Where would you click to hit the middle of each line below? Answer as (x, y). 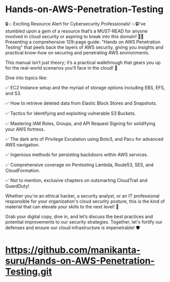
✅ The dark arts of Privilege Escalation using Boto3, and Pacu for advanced (84, 139)
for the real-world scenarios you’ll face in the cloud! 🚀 (61, 68)
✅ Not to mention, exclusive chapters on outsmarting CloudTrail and (76, 180)
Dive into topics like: (26, 78)
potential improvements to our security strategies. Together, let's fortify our (84, 222)
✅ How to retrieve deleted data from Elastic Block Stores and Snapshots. (81, 103)
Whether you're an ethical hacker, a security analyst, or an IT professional (82, 196)
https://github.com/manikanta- (73, 250)
